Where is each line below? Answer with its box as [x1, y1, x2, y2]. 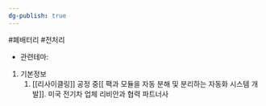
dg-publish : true [8, 11, 67, 20]
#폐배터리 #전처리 [8, 35, 65, 44]
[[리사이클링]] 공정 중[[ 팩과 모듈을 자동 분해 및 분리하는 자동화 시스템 [31, 79, 250, 88]
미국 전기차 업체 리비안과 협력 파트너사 [48, 89, 169, 99]
